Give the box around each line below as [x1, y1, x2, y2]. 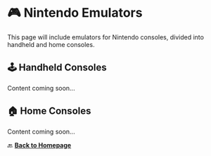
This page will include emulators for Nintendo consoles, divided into [7, 32, 204, 41]
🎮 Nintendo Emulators [7, 5, 143, 21]
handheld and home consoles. [7, 40, 95, 48]
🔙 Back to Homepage [7, 141, 72, 149]
